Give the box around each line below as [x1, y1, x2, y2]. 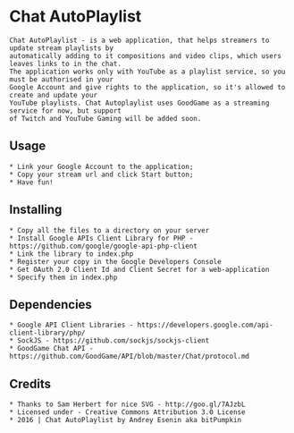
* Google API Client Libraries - [9, 320, 134, 330]
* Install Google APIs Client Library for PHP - [9, 233, 194, 242]
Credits [9, 376, 52, 391]
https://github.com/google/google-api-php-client [9, 242, 198, 250]
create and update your [9, 90, 98, 99]
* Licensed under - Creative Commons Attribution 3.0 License [9, 408, 246, 417]
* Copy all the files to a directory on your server [9, 225, 210, 234]
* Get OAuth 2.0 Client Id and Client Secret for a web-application [9, 265, 270, 274]
